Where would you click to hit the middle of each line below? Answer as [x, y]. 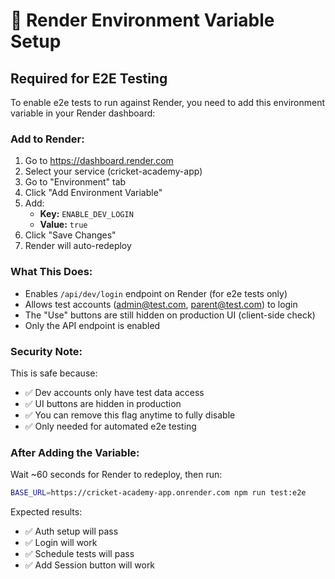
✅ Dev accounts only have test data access [114, 392]
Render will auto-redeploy [78, 246]
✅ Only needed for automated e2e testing [110, 426]
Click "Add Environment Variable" [93, 193]
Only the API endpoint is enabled [92, 325]
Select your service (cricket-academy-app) [113, 171]
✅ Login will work [61, 543]
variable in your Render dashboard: [83, 113]
